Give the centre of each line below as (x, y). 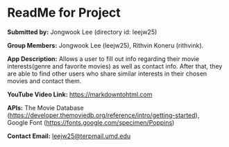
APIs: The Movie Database (46, 107)
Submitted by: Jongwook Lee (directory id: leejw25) (82, 32)
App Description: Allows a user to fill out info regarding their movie (103, 59)
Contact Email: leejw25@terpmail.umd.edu (69, 136)
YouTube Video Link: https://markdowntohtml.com (80, 94)
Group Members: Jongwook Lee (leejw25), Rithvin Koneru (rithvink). (105, 45)
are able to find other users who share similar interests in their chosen (107, 73)
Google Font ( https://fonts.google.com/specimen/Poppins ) (91, 122)
